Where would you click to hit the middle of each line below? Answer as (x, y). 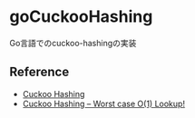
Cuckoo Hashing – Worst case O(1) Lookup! (104, 103)
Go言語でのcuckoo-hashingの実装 (73, 43)
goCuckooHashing (81, 17)
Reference (39, 72)
